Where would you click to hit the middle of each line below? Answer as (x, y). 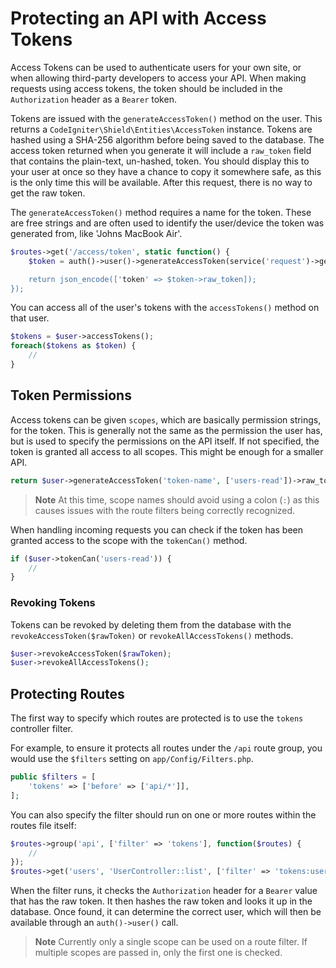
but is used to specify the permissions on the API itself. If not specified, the (165, 441)
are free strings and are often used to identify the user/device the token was (167, 223)
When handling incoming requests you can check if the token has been (157, 529)
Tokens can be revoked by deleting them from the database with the (151, 624)
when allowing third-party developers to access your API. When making (158, 78)
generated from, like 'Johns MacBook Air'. (96, 233)
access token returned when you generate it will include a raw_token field (161, 150)
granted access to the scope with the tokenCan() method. (129, 540)
